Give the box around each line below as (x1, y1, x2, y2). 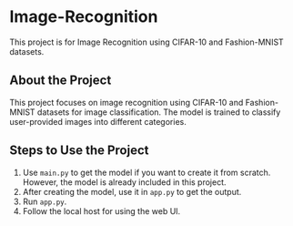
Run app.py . (22, 196, 67, 207)
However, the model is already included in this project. (22, 176, 227, 188)
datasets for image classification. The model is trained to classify (36, 107, 281, 118)
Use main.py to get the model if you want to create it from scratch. (22, 167, 271, 178)
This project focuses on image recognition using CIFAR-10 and (9, 97, 244, 108)
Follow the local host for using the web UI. (22, 205, 181, 216)
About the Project (9, 73, 112, 88)
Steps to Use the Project (9, 143, 149, 159)
